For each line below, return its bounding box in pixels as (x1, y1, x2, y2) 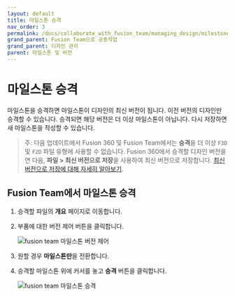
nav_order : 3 (7, 23, 45, 30)
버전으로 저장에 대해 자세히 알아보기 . (24, 164, 124, 173)
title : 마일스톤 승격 (7, 17, 62, 24)
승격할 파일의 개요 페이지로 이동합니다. (17, 207, 122, 216)
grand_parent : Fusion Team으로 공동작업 (7, 36, 117, 43)
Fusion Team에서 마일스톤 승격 (7, 187, 136, 199)
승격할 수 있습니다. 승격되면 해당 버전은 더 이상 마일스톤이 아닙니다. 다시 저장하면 (7, 115, 227, 123)
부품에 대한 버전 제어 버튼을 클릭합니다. (17, 222, 124, 230)
